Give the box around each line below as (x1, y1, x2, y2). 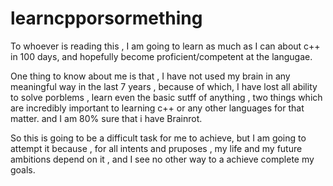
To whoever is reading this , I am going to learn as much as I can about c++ (10, 40, 321, 52)
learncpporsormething (10, 7, 203, 30)
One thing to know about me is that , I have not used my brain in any (10, 70, 291, 82)
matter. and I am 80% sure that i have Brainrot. (10, 112, 203, 124)
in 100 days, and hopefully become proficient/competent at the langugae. (10, 50, 313, 62)
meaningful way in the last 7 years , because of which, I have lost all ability (10, 80, 318, 92)
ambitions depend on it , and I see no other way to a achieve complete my (10, 153, 315, 165)
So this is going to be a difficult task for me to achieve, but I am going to (10, 132, 307, 144)
